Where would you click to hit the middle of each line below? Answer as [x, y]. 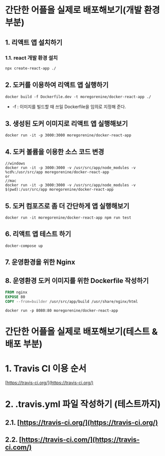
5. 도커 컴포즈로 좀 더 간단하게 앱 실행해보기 [67, 206]
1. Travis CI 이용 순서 [46, 369]
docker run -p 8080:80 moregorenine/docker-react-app [62, 310]
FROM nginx [16, 292]
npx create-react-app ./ [31, 68]
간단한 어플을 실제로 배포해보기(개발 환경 [82, 10]
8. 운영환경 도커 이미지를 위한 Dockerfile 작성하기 [77, 281]
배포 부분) [24, 344]
